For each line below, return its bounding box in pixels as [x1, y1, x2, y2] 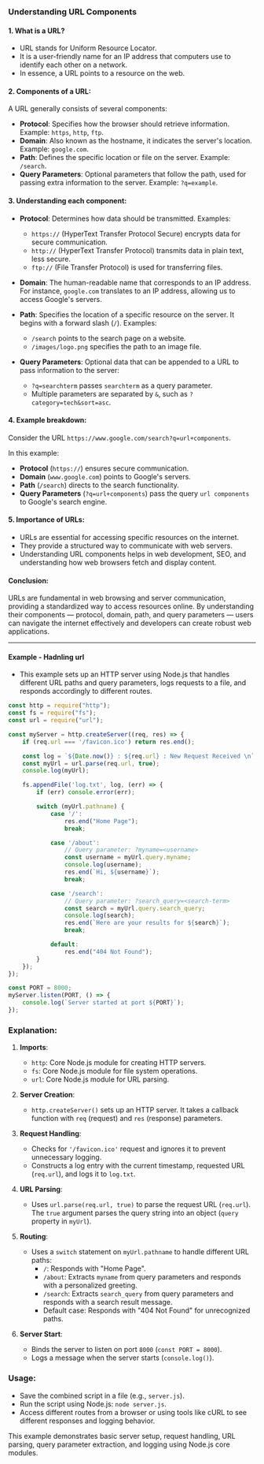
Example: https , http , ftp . [19, 128, 104, 137]
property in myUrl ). [31, 1216, 92, 1226]
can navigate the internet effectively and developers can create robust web [8, 618, 251, 628]
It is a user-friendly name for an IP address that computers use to [19, 52, 232, 61]
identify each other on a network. [19, 60, 128, 69]
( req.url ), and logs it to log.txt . [31, 1169, 136, 1179]
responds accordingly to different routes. [19, 687, 152, 696]
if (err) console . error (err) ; [36, 788, 135, 796]
